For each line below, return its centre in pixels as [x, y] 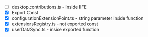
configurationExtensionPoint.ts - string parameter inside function [77, 18]
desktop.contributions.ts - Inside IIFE [49, 7]
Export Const [25, 13]
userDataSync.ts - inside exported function [55, 30]
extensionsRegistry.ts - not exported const [55, 24]
